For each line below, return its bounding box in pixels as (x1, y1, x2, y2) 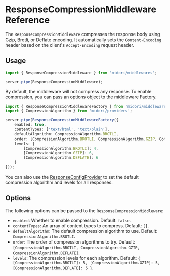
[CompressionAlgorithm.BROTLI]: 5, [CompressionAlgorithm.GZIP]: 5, (12, 260, 160, 265)
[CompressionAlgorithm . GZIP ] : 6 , (23, 151, 94, 156)
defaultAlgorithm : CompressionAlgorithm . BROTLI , (14, 131, 119, 136)
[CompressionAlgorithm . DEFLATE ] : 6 (23, 155, 99, 160)
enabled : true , (14, 122, 47, 127)
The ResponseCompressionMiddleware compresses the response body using (5, 31, 160, 37)
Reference (5, 14, 50, 26)
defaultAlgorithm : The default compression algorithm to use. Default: (12, 228, 158, 234)
